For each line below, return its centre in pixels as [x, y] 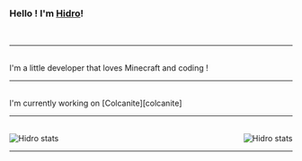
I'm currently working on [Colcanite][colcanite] [96, 103]
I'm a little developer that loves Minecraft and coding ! [109, 68]
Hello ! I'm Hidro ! [46, 13]
